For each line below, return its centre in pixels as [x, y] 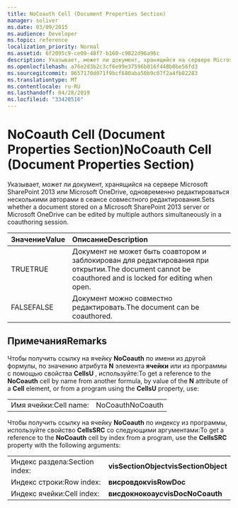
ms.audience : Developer [42, 34]
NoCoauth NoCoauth [130, 405]
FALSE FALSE [32, 307]
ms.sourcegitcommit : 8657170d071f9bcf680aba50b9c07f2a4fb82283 [103, 73]
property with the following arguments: [64, 445]
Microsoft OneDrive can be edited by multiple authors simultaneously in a [114, 214]
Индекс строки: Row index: [56, 482]
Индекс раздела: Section [52, 461]
